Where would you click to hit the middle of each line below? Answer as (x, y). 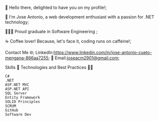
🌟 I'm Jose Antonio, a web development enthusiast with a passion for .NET (80, 17)
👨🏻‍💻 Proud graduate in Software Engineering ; (51, 31)
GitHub (12, 110)
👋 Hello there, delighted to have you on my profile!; (56, 8)
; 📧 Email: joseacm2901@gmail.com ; (84, 58)
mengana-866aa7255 (27, 58)
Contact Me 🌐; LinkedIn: (29, 52)
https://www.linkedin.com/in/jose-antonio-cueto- (103, 52)
